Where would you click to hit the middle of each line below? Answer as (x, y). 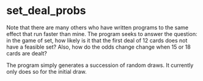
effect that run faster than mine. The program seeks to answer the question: (102, 33)
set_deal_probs (46, 11)
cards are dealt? (27, 53)
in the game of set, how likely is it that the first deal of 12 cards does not (97, 40)
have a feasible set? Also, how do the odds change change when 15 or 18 (98, 47)
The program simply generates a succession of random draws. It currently (100, 65)
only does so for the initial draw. (46, 71)
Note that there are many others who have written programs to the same (97, 27)
